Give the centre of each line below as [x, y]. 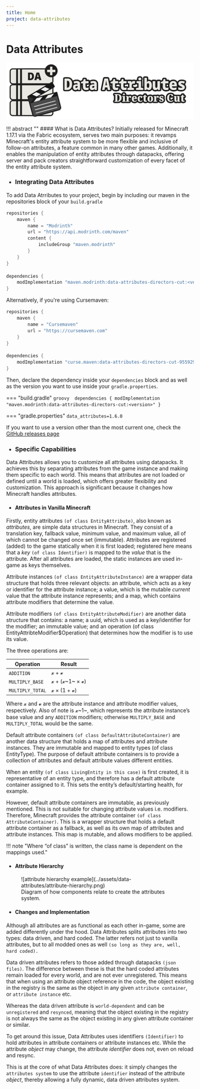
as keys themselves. [46, 565]
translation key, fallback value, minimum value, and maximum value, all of [96, 533]
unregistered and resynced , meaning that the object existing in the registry [97, 1012]
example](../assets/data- [101, 879]
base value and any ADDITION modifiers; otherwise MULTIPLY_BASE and [91, 717]
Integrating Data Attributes [54, 182]
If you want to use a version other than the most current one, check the [93, 427]
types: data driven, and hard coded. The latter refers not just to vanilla [92, 938]
